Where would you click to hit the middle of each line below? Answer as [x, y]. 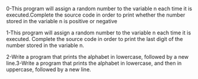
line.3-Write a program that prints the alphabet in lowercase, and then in [94, 63]
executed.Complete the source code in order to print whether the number [96, 15]
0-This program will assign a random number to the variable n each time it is [99, 9]
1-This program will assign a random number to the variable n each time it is [99, 33]
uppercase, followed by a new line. [49, 69]
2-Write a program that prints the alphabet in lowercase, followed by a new [98, 57]
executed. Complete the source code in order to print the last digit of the [95, 39]
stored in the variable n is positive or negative [62, 21]
